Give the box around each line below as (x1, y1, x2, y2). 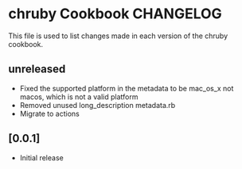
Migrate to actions (19, 109, 80, 118)
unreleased (8, 63, 66, 76)
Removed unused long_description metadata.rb (19, 100, 176, 109)
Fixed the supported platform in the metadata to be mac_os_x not (19, 83, 234, 93)
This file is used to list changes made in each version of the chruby (8, 31, 228, 40)
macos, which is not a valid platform (19, 92, 139, 102)
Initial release (19, 152, 64, 163)
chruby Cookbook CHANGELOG (8, 5, 223, 23)
